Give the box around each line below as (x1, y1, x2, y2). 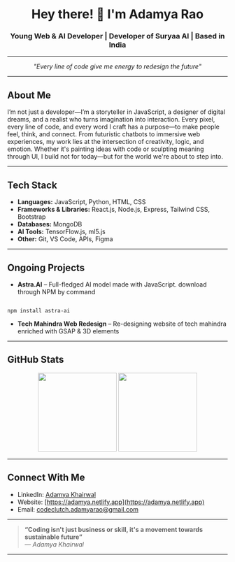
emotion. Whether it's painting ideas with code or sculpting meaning (7, 145, 204, 153)
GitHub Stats (7, 354, 64, 366)
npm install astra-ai (7, 307, 71, 314)
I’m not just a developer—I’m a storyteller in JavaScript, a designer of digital (7, 108, 226, 116)
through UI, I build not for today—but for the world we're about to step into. (7, 152, 224, 161)
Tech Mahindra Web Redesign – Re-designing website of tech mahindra (17, 319, 227, 328)
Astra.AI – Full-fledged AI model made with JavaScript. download (17, 280, 208, 289)
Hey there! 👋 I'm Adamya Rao (31, 6, 204, 22)
